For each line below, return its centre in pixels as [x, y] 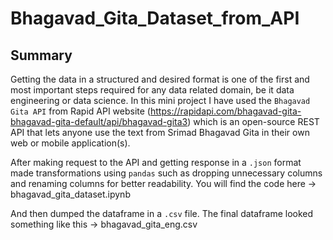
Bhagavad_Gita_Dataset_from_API [155, 18]
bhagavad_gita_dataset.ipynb [70, 194]
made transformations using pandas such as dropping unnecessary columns [166, 173]
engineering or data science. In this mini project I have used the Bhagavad [160, 100]
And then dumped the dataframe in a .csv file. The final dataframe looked [162, 213]
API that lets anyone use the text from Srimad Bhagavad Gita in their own [160, 132]
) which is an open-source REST [253, 121]
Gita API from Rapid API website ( [80, 111]
